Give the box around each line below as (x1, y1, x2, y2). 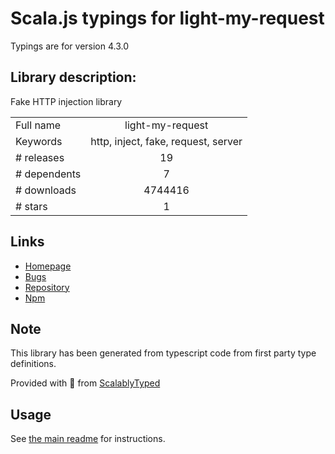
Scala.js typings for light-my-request (10, 7, 325, 30)
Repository (24, 281, 70, 293)
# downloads (15, 183, 77, 197)
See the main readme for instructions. (10, 433, 166, 445)
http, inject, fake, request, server (90, 134, 243, 148)
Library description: (10, 69, 137, 86)
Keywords (15, 134, 63, 148)
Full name (15, 118, 62, 132)
